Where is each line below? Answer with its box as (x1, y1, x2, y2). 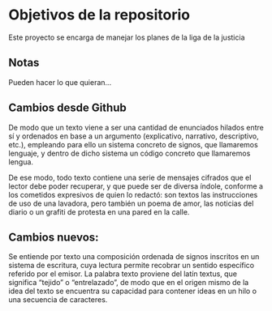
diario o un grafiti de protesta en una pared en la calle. (8, 207, 190, 216)
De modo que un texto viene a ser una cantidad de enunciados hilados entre (8, 122, 264, 132)
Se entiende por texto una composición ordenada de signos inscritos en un (8, 252, 260, 262)
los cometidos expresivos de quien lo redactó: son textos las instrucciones (8, 190, 258, 199)
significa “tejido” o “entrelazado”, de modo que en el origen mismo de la (8, 278, 249, 288)
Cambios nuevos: (8, 230, 99, 244)
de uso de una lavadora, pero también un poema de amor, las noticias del (8, 198, 254, 208)
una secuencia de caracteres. (8, 295, 108, 305)
